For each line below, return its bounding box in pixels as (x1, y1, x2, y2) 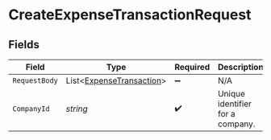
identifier (217, 98, 252, 109)
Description (217, 62, 264, 72)
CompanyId (12, 105, 50, 113)
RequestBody (12, 76, 59, 85)
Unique (217, 89, 246, 99)
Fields (8, 38, 40, 51)
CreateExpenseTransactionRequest (8, 6, 252, 24)
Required (174, 62, 211, 72)
